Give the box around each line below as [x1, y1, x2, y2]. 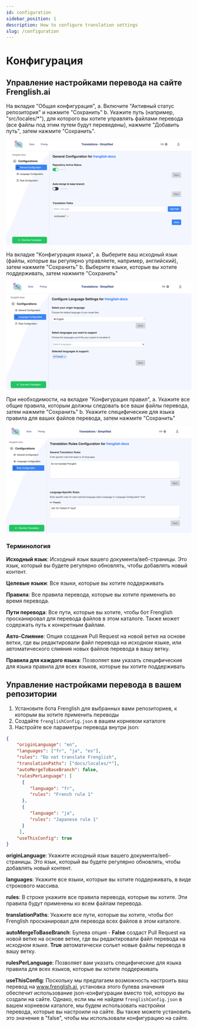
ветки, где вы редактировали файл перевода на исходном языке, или [6, 638, 182, 646]
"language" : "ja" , [29, 811, 75, 817]
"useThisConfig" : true [16, 835, 72, 841]
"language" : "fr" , [29, 785, 75, 791]
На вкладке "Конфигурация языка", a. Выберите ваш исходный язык [6, 251, 178, 258]
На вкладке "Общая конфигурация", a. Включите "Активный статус [6, 103, 175, 110]
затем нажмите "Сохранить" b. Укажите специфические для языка [6, 408, 175, 415]
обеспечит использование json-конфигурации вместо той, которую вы [6, 989, 185, 996]
